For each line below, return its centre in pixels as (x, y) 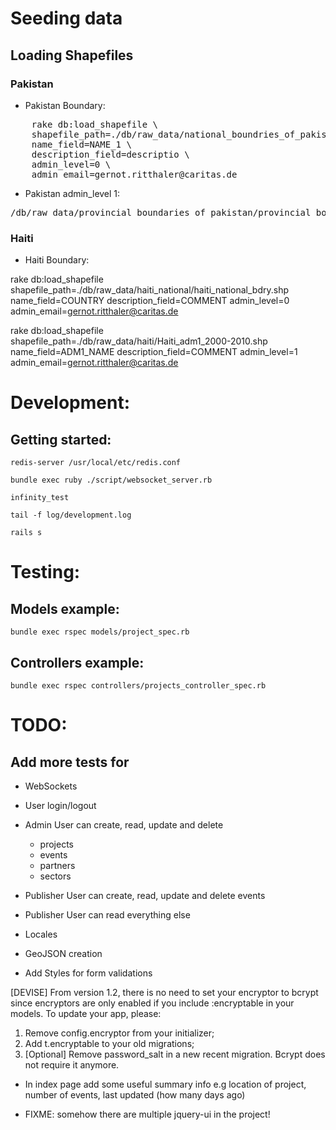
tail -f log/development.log (71, 515)
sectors (55, 876)
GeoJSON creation (63, 953)
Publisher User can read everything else (107, 914)
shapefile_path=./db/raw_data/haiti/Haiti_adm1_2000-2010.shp (139, 341)
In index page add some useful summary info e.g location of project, (165, 1084)
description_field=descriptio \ (110, 154)
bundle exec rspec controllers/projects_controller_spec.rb (138, 685)
